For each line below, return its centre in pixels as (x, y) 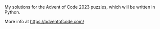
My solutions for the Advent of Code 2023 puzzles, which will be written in (80, 7)
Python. (12, 12)
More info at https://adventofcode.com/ (44, 22)
